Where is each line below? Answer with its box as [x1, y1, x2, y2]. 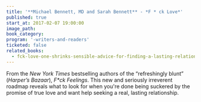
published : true [6, 14, 47, 20]
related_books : [6, 48, 44, 54]
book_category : [6, 31, 44, 37]
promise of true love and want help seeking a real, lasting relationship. [6, 89, 179, 96]
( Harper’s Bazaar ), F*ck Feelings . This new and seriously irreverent [6, 76, 173, 83]
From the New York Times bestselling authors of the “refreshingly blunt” [6, 70, 184, 77]
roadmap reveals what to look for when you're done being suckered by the [6, 82, 190, 90]
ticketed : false [6, 43, 47, 49]
